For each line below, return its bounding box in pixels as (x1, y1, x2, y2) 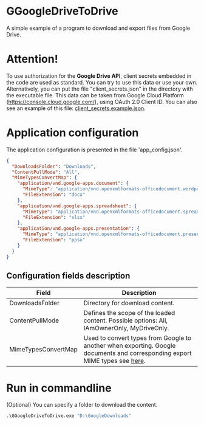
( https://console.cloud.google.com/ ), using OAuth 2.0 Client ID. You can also (6, 98, 197, 105)
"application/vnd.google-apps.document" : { (17, 181, 129, 187)
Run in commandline (6, 381, 112, 395)
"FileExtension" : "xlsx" (22, 214, 86, 220)
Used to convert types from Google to (83, 334, 192, 342)
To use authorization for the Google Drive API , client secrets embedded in (6, 72, 192, 80)
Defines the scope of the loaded (83, 309, 175, 317)
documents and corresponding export (83, 349, 192, 358)
